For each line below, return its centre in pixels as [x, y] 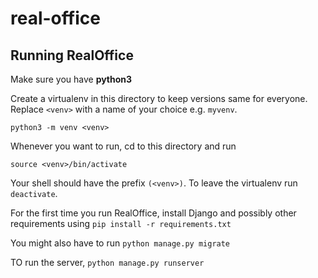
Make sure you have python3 [71, 79]
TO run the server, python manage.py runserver [107, 262]
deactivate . [34, 193]
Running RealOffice [72, 55]
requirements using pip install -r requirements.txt [121, 223]
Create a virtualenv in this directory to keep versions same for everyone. [159, 98]
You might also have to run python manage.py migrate [120, 243]
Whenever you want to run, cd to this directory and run [123, 146]
